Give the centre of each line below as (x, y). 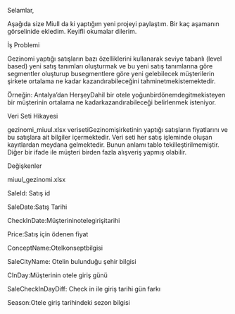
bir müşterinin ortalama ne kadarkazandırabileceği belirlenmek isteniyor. (112, 102)
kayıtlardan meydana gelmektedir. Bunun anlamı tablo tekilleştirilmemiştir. (113, 145)
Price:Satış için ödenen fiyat (48, 234)
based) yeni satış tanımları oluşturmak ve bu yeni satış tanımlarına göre (110, 66)
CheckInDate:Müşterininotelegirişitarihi (64, 221)
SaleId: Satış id (29, 193)
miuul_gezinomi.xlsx (37, 180)
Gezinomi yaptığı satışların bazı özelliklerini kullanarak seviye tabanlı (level (115, 59)
